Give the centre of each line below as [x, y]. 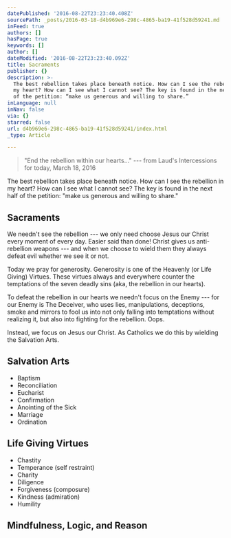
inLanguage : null [32, 103]
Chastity [29, 460]
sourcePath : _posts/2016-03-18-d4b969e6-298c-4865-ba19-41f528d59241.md [113, 20]
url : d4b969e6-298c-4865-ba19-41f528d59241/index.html [87, 129]
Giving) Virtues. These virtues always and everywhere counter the [101, 277]
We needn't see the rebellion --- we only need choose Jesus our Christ [108, 234]
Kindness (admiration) [48, 497]
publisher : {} [27, 71]
